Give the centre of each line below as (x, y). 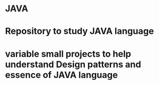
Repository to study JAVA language (79, 31)
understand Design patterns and (73, 64)
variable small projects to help (68, 54)
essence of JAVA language (61, 75)
